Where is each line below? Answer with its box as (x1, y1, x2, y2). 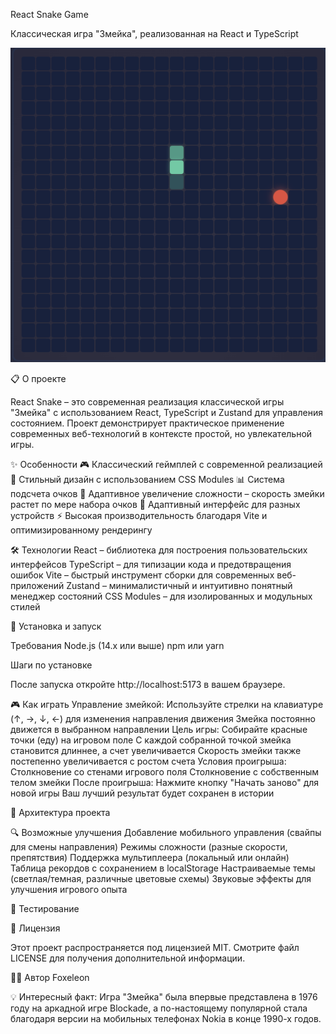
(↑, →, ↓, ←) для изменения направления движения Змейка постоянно (10, 713, 316, 725)
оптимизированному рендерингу (10, 524, 153, 536)
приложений (10, 580, 65, 592)
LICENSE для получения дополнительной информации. (10, 952, 246, 964)
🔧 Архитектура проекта (10, 807, 111, 819)
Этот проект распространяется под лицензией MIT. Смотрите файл (10, 942, 300, 954)
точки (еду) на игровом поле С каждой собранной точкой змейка (10, 734, 292, 746)
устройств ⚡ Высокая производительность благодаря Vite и (10, 510, 268, 522)
